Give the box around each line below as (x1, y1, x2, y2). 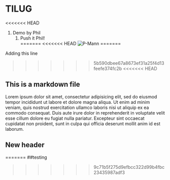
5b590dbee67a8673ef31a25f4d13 (93, 60, 164, 66)
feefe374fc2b (93, 65, 122, 71)
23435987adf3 (93, 169, 125, 175)
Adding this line (5, 50, 38, 56)
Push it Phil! (20, 35, 45, 41)
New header (5, 140, 45, 150)
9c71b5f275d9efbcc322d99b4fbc (93, 164, 165, 170)
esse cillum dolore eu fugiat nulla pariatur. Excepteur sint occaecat (5, 115, 145, 121)
